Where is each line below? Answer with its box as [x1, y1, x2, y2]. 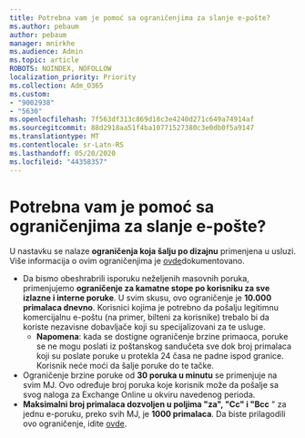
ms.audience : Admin [9, 47, 84, 56]
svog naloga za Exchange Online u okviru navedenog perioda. [22, 389, 256, 401]
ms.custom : [9, 89, 51, 98]
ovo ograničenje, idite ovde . [22, 418, 127, 429]
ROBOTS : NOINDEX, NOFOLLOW [9, 65, 112, 74]
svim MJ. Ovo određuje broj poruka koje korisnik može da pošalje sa [22, 380, 280, 391]
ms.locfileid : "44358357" [9, 157, 107, 167]
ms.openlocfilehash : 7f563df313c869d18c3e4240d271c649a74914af [9, 115, 255, 124]
